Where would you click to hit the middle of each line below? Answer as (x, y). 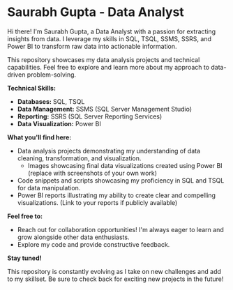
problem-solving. (52, 75)
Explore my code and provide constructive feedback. (93, 244)
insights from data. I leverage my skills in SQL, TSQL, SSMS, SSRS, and (109, 38)
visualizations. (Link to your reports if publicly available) (97, 202)
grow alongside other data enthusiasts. (73, 237)
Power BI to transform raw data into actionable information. (92, 46)
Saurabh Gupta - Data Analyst (96, 12)
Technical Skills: (31, 88)
